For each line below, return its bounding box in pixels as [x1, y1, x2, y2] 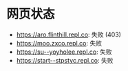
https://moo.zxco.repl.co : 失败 [16, 39, 103, 47]
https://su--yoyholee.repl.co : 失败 [16, 48, 112, 56]
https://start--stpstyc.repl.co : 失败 [16, 56, 114, 64]
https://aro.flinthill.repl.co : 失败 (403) [16, 30, 122, 39]
